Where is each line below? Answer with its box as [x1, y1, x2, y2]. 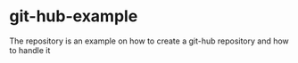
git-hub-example [9, 6, 138, 27]
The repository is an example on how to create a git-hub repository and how [9, 35, 290, 46]
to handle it [9, 44, 51, 55]
